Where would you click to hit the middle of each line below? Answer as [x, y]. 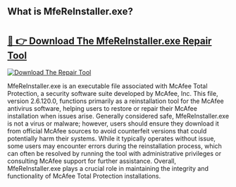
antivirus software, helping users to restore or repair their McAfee [102, 108]
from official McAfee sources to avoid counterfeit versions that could [107, 131]
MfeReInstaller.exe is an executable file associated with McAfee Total [107, 86]
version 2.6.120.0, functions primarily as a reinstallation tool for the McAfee [116, 101]
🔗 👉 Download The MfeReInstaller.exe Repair [110, 41]
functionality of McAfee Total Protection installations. [84, 176]
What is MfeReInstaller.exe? [70, 12]
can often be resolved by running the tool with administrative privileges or [114, 153]
